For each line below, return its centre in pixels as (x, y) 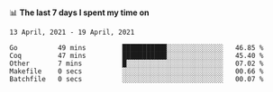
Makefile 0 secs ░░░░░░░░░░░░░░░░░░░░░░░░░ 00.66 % (136, 71)
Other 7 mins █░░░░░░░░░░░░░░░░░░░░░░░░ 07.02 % (136, 63)
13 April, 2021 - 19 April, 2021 (72, 32)
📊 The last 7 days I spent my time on (80, 13)
